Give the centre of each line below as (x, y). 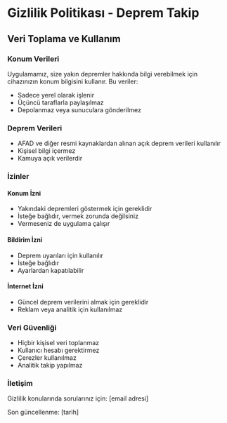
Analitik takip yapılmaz (50, 365)
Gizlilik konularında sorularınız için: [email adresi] (78, 398)
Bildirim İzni (25, 239)
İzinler (18, 177)
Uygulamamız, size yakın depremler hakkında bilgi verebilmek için (103, 74)
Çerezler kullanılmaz (47, 358)
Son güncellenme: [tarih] (43, 412)
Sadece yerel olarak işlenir (56, 95)
